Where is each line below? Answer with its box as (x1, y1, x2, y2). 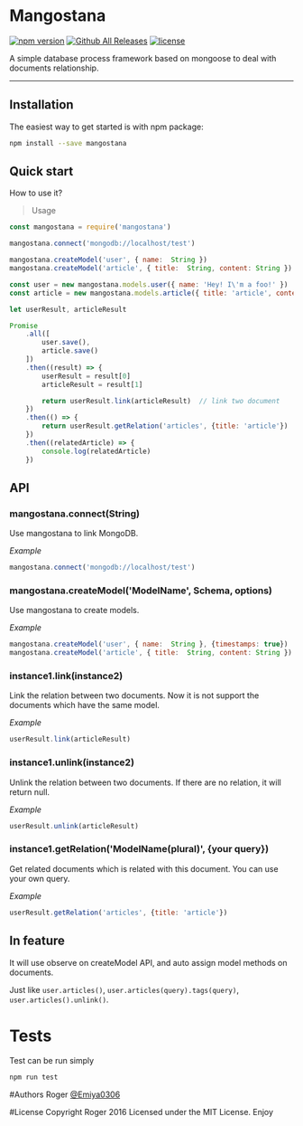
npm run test (9, 1073, 59, 1082)
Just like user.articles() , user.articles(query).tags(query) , (9, 984, 239, 995)
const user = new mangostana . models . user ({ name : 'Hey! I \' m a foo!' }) (9, 279, 289, 289)
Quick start (9, 164, 74, 179)
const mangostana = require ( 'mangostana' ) (9, 222, 171, 232)
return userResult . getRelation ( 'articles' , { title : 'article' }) (41, 421, 289, 431)
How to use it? (9, 187, 63, 199)
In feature (9, 933, 66, 949)
